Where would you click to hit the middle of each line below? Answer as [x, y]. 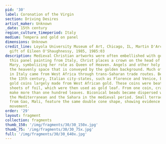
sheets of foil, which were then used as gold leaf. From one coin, [82, 88]
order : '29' [17, 111]
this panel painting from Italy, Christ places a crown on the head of [85, 60]
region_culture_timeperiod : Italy [41, 33]
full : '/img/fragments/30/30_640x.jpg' [46, 134]
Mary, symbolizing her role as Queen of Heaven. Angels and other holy [85, 65]
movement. [20, 106]
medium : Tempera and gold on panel [42, 38]
